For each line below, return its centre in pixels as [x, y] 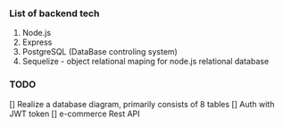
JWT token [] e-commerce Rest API [75, 114]
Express [37, 42]
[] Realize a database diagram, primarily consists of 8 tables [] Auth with [142, 104]
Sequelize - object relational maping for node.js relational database [146, 62]
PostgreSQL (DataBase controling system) [100, 52]
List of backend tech [54, 13]
